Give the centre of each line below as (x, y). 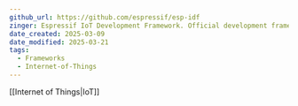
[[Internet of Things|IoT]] (55, 91)
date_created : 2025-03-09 (57, 34)
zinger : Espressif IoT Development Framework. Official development (138, 26)
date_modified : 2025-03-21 (59, 42)
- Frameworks (41, 58)
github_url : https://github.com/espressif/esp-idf (105, 17)
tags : (19, 50)
